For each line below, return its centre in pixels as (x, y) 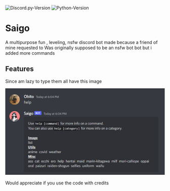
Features (19, 69)
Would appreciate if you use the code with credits (57, 183)
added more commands (30, 53)
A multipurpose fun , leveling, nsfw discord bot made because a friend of (81, 42)
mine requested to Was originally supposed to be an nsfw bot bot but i (78, 48)
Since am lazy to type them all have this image (54, 81)
